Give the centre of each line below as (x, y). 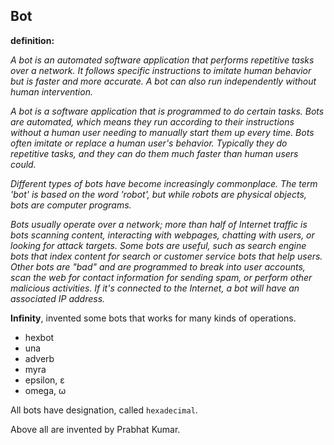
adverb (39, 358)
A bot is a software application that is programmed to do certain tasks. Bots (167, 111)
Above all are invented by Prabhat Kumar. (95, 429)
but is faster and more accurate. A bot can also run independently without (163, 81)
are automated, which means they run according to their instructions (152, 121)
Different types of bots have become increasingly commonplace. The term (164, 183)
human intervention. (51, 91)
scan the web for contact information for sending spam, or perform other (161, 277)
